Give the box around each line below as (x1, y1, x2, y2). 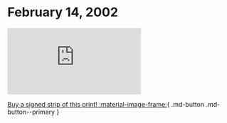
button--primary (7, 107, 56, 116)
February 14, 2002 (7, 4, 119, 20)
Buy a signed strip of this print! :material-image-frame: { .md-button (7, 100, 205, 108)
